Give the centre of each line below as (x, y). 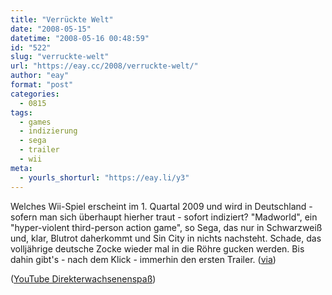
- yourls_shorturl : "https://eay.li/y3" (104, 177)
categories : (35, 94)
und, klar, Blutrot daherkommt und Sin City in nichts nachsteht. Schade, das (166, 238)
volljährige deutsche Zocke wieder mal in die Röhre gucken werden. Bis (157, 248)
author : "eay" (40, 76)
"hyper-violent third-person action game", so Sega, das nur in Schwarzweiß (166, 227)
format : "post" (42, 85)
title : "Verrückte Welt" (62, 19)
